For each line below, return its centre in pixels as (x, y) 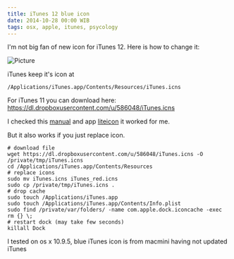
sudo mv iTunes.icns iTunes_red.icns (63, 179)
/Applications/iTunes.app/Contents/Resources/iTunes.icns (94, 88)
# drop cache (26, 191)
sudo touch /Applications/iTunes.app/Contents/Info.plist (94, 204)
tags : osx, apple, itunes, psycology (63, 27)
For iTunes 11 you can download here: (62, 100)
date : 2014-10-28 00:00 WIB (49, 20)
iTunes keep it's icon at (41, 74)
